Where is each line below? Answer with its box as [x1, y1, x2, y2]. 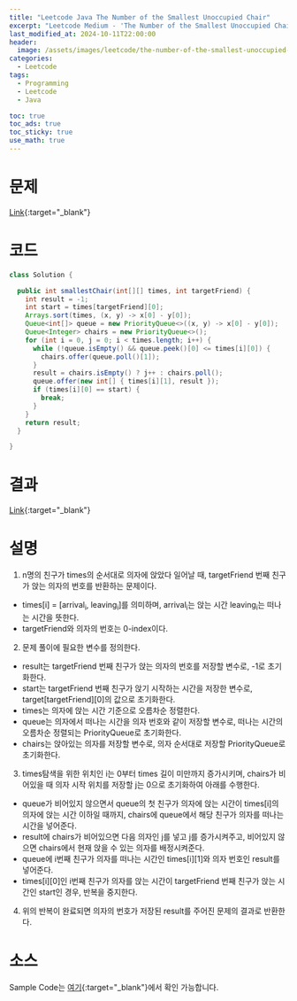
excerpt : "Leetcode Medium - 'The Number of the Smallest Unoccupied [9, 21, 271, 30]
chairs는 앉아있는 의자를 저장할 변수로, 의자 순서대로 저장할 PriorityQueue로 [21, 738, 286, 749]
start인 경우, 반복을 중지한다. [38, 887, 139, 897]
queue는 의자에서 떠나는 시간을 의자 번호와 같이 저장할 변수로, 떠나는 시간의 [21, 716, 284, 726]
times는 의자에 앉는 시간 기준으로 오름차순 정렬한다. [21, 705, 201, 716]
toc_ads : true [9, 120, 62, 128]
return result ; [25, 418, 81, 427]
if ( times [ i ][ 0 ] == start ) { [32, 385, 141, 394]
